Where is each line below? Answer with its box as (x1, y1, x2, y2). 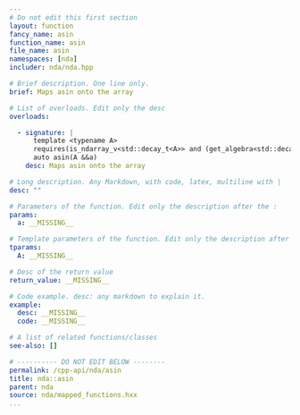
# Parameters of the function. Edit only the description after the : (9, 202, 278, 211)
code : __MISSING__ (17, 317, 87, 326)
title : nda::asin (9, 374, 74, 383)
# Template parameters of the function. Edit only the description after (9, 234, 290, 244)
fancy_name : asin (9, 30, 74, 38)
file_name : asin (9, 47, 70, 55)
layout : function (9, 21, 74, 30)
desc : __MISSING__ (17, 309, 87, 318)
